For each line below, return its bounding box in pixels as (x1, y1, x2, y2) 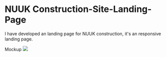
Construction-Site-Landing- (32, 3, 152, 15)
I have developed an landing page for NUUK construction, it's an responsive (4, 30, 161, 36)
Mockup (4, 46, 22, 52)
